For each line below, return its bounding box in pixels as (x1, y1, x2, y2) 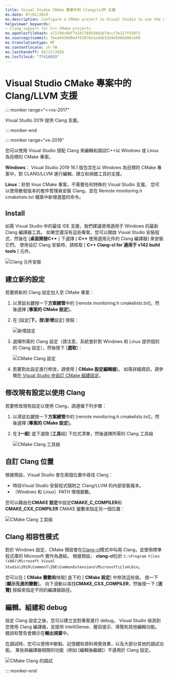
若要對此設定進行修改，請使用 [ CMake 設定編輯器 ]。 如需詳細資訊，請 (12, 366, 159, 372)
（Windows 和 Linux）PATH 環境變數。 (12, 489, 94, 495)
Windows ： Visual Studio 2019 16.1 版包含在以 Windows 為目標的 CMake (5, 165, 156, 171)
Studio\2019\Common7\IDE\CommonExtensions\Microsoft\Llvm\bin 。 (5, 564, 143, 570)
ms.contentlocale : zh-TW (5, 45, 57, 50)
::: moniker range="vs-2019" (5, 137, 64, 143)
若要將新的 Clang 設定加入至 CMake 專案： (5, 289, 95, 295)
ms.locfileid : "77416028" (5, 54, 59, 59)
